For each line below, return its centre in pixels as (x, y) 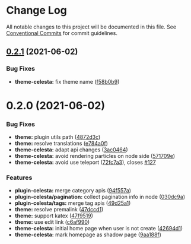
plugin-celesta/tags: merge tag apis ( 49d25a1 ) (73, 203)
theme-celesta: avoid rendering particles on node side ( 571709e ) (95, 156)
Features (19, 178)
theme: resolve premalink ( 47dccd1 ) (59, 210)
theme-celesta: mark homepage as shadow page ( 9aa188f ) (88, 235)
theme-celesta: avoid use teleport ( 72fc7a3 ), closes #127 (85, 162)
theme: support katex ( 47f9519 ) (54, 216)
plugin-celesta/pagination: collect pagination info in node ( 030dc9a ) (100, 197)
